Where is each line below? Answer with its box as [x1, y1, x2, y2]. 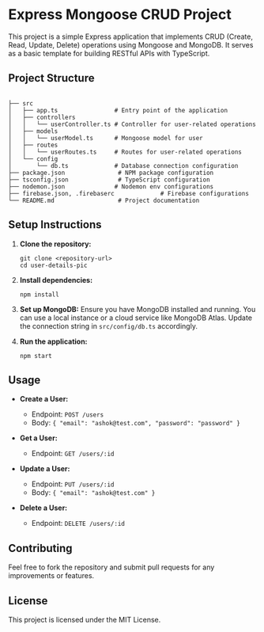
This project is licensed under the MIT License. [8, 615, 161, 624]
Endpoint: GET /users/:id [31, 449, 115, 459]
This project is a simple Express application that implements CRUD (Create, [8, 32, 253, 41]
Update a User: [19, 464, 70, 474]
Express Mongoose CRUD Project [8, 6, 232, 24]
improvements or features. [8, 571, 95, 581]
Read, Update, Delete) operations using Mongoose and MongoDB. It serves [8, 40, 254, 49]
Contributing [8, 541, 73, 555]
